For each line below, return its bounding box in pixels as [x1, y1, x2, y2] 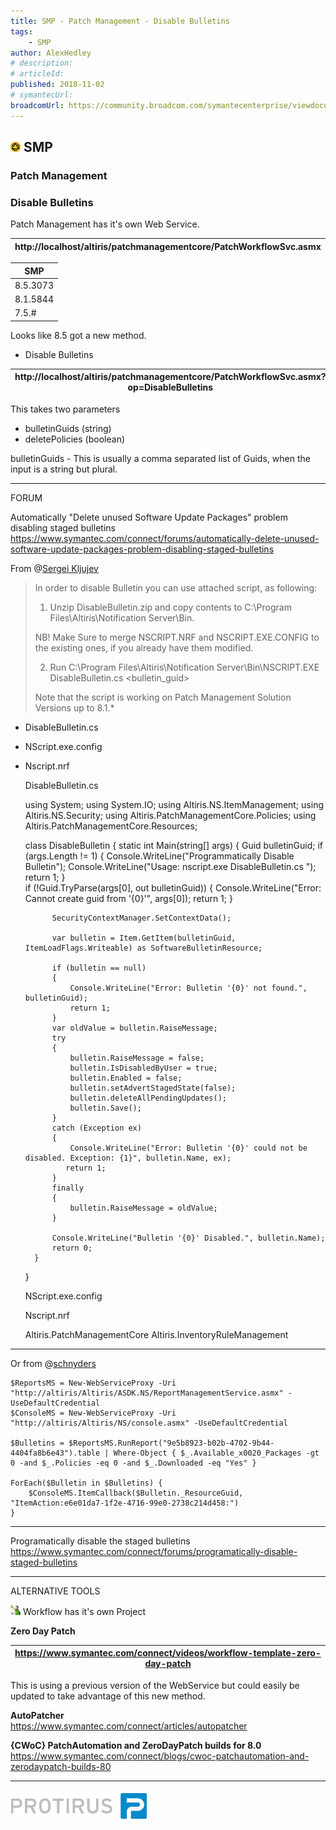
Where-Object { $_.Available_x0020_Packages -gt [113, 1448, 320, 1458]
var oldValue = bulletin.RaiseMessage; [51, 1023, 218, 1033]
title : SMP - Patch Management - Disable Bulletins [10, 16, 230, 26]
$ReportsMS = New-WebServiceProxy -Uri [10, 1378, 177, 1388]
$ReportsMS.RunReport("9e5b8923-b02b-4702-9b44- [68, 1438, 275, 1448]
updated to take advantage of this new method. [10, 1690, 206, 1702]
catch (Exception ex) [51, 1123, 142, 1133]
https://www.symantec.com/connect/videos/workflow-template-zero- [14, 1647, 322, 1659]
